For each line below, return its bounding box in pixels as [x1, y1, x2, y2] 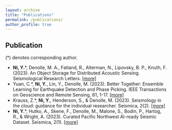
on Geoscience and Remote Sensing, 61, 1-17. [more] [12, 92, 124, 98]
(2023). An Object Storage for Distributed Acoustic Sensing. [12, 70, 140, 76]
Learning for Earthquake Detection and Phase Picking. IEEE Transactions [12, 86, 167, 92]
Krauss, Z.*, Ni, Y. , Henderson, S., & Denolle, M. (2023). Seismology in [12, 97, 162, 103]
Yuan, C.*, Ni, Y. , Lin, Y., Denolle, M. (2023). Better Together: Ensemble [12, 81, 163, 87]
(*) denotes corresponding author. [5, 54, 78, 61]
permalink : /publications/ [5, 17, 63, 22]
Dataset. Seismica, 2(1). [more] [12, 119, 79, 125]
